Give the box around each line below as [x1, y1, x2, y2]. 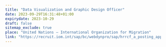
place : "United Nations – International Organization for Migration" [5, 30, 152, 35]
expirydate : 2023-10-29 [5, 16, 54, 21]
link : [5, 35, 16, 40]
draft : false [5, 21, 32, 26]
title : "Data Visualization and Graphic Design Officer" [5, 7, 125, 12]
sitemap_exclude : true [5, 25, 52, 30]
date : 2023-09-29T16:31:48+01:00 [5, 12, 74, 17]
